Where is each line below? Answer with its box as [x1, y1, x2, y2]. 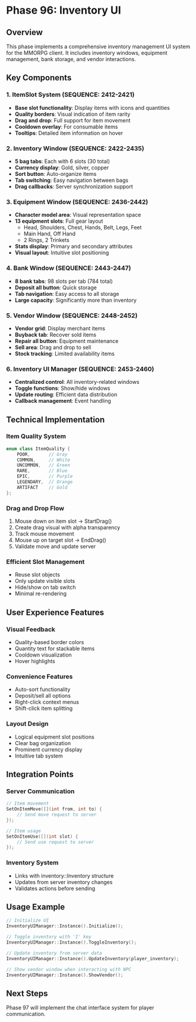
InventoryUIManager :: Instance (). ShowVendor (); [6, 972, 124, 978]
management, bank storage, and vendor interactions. [6, 56, 137, 62]
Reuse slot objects [14, 571, 61, 578]
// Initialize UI [6, 917, 49, 924]
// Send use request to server [17, 839, 94, 845]
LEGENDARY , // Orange [17, 479, 73, 485]
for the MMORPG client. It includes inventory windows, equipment [6, 49, 167, 56]
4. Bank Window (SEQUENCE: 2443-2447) [6, 264, 131, 272]
